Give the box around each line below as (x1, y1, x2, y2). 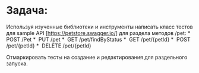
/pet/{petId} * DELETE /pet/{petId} (6, 42, 92, 49)
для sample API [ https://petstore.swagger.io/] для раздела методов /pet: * (6, 29, 191, 36)
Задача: (6, 4, 48, 17)
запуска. (6, 60, 28, 67)
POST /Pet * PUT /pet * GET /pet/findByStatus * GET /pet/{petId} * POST (6, 36, 191, 43)
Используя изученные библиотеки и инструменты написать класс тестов (6, 23, 193, 30)
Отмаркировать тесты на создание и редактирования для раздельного (6, 53, 188, 61)
